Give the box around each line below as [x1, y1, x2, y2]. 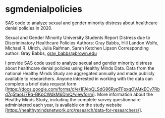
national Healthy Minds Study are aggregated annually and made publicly [5, 70, 155, 76]
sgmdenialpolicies [5, 3, 83, 15]
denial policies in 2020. [5, 25, 53, 31]
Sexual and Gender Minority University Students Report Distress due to [5, 35, 150, 40]
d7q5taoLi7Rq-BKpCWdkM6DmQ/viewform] [5, 91, 95, 97]
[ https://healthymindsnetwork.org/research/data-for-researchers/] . [5, 107, 143, 113]
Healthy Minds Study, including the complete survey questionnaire [5, 96, 141, 102]
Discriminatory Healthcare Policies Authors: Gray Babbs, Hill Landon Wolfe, [5, 39, 159, 45]
